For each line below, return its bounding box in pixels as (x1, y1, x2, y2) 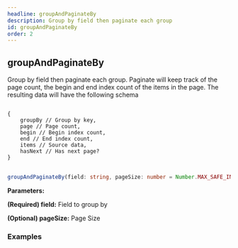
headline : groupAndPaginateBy (7, 10, 97, 18)
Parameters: (7, 186, 45, 195)
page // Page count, (20, 123, 81, 130)
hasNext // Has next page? (20, 148, 100, 155)
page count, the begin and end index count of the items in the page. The (7, 83, 219, 92)
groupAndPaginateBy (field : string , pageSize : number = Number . (7, 173, 198, 181)
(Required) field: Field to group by (7, 200, 108, 208)
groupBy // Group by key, (20, 117, 97, 124)
